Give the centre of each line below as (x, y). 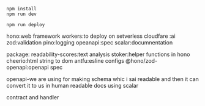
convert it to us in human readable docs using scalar (73, 86)
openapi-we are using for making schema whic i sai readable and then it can (102, 79)
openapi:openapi (28, 67)
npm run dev (21, 14)
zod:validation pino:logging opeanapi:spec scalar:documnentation (90, 42)
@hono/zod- (141, 61)
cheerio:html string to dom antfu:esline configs (65, 61)
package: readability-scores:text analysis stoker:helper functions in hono (98, 54)
